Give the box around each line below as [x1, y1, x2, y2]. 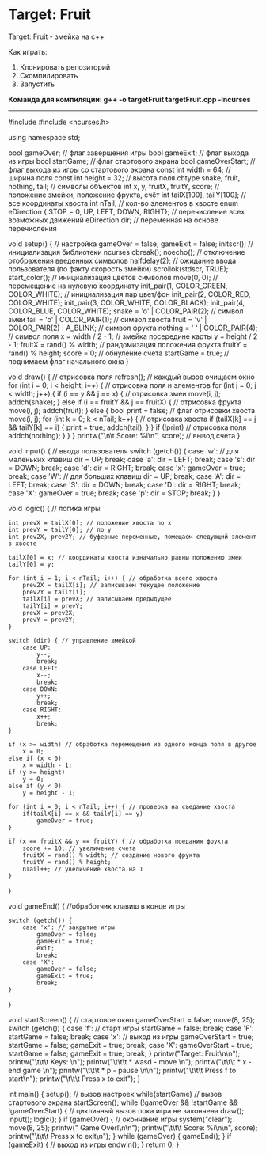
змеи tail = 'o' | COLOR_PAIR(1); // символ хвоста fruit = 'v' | [8, 314, 207, 324]
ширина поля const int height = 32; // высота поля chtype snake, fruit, [8, 173, 241, 183]
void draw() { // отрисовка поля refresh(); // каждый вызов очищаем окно [8, 372, 255, 381]
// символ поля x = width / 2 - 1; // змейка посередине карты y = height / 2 [8, 331, 258, 341]
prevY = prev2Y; [22, 616, 77, 624]
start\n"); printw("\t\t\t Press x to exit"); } [8, 1074, 141, 1083]
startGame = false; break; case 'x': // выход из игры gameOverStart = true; [8, 1031, 254, 1041]
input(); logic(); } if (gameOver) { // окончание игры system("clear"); [8, 1114, 233, 1124]
